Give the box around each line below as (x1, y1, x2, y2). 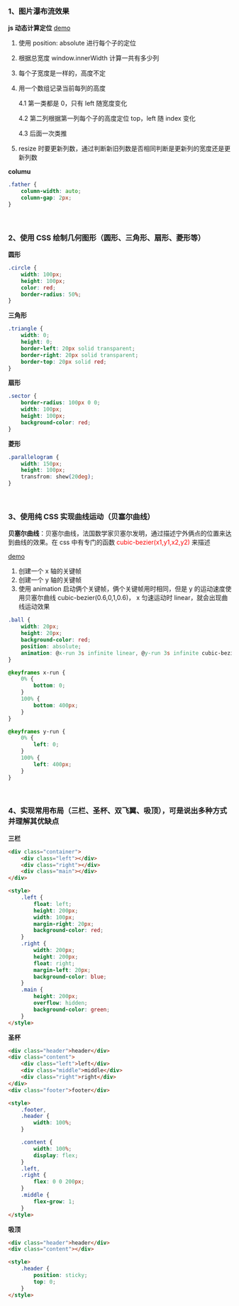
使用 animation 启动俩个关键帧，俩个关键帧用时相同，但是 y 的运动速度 (18, 585, 226, 593)
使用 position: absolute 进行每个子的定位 (18, 39, 137, 48)
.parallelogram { (8, 453, 60, 460)
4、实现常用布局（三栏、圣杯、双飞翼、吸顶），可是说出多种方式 (8, 806, 228, 816)
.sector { (8, 392, 38, 400)
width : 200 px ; (33, 947, 75, 954)
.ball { (8, 616, 31, 624)
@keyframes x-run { (8, 669, 66, 676)
